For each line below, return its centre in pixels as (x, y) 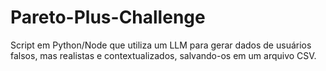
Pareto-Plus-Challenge (108, 17)
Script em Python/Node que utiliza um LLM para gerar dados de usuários (161, 45)
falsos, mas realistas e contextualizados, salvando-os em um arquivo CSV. (163, 55)
